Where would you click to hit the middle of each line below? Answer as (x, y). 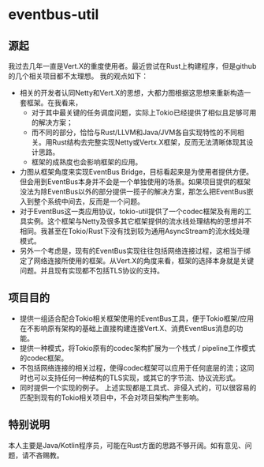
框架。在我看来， (54, 103)
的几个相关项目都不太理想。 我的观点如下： (78, 76)
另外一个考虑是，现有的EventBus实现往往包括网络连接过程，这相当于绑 (135, 251)
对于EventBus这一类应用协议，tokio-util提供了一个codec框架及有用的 (132, 211)
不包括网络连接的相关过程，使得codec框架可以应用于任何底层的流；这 (133, 367)
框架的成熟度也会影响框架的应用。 (87, 162)
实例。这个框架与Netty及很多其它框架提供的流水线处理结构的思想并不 (139, 221)
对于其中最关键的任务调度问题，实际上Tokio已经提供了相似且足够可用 (144, 113)
